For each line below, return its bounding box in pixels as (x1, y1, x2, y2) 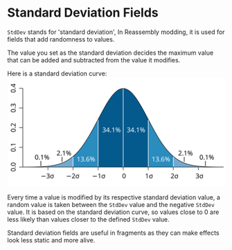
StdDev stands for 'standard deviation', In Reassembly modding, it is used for (7, 28, 225, 36)
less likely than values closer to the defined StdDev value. (7, 215, 170, 223)
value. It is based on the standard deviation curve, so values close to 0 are (7, 208, 220, 216)
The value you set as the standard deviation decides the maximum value (7, 48, 214, 57)
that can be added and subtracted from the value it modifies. (7, 55, 181, 64)
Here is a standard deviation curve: (7, 69, 107, 78)
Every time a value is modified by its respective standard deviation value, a (7, 193, 220, 202)
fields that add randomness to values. (7, 35, 115, 43)
